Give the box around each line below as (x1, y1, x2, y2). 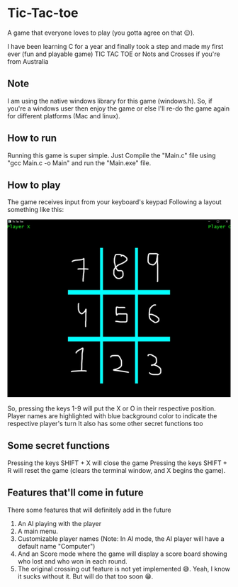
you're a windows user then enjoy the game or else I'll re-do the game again (7, 104, 230, 113)
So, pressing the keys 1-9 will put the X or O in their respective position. (7, 404, 216, 413)
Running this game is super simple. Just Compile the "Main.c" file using (7, 151, 216, 160)
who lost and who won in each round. (17, 557, 127, 565)
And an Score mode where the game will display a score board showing (17, 549, 228, 558)
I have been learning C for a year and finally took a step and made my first (7, 42, 224, 50)
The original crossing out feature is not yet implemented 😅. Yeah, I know (17, 564, 230, 573)
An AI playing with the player (17, 519, 101, 527)
